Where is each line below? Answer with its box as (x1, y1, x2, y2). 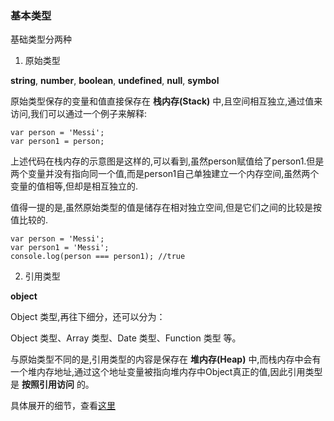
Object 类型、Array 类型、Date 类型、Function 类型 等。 (10, 332, 242, 344)
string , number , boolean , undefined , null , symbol (10, 75, 220, 87)
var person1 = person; (10, 137, 105, 147)
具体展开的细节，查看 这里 (10, 400, 116, 412)
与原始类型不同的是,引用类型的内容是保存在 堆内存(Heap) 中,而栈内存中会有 (10, 353, 322, 366)
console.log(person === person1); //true (10, 252, 186, 262)
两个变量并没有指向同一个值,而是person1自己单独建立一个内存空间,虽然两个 (10, 168, 320, 180)
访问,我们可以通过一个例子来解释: (10, 108, 148, 120)
